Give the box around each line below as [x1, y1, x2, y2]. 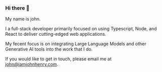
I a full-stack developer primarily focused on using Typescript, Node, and [5, 26, 157, 32]
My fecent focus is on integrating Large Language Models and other [5, 41, 147, 47]
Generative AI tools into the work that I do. [5, 46, 93, 52]
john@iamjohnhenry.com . [5, 61, 58, 67]
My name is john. [5, 16, 41, 22]
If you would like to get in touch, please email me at [5, 56, 112, 62]
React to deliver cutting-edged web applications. [5, 31, 107, 37]
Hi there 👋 [5, 5, 30, 12]
